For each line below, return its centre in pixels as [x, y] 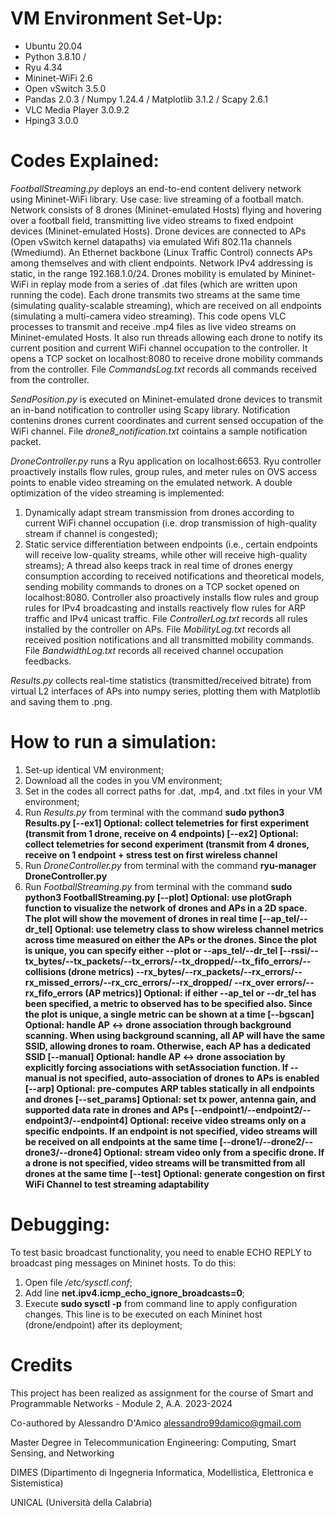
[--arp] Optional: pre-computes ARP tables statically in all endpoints [169, 1088]
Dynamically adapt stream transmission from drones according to [159, 512]
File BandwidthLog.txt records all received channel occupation [154, 650]
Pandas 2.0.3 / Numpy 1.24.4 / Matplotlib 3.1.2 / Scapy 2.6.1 [146, 99]
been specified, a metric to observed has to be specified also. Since [168, 1003]
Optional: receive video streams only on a [218, 1120]
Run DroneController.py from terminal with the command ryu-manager [170, 865]
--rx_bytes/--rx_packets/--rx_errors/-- [219, 971]
